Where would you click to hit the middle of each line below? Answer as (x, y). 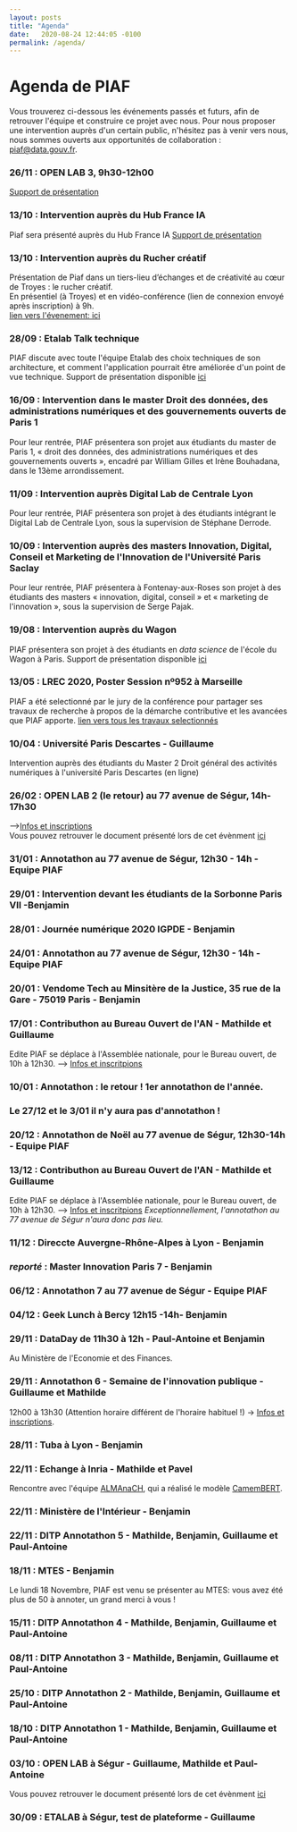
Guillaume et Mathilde (58, 1393)
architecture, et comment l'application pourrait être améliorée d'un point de (148, 367)
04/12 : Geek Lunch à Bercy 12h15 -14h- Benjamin (118, 1315)
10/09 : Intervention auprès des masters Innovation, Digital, (140, 545)
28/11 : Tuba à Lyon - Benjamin (76, 1445)
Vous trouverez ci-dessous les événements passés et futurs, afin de (135, 112)
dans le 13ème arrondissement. (67, 470)
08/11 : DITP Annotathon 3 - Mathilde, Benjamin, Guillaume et (144, 1658)
